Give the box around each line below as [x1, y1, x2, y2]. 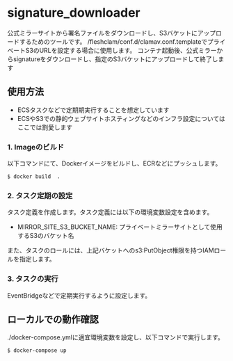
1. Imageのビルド [7, 142, 65, 152]
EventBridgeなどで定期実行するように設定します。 [7, 291, 152, 300]
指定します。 [19, 255, 56, 264]
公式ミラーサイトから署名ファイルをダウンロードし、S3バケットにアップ [7, 29, 216, 37]
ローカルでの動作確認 [7, 313, 99, 325]
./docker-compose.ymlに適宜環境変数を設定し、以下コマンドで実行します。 [7, 333, 225, 342]
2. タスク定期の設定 [7, 191, 73, 200]
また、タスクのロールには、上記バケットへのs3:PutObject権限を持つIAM [7, 246, 214, 255]
